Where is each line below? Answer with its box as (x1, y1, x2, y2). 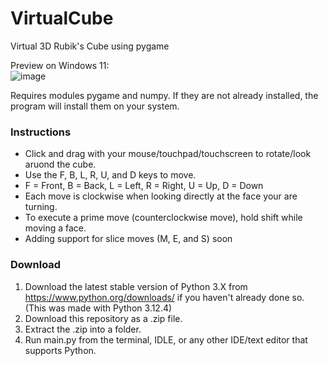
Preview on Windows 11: (10, 59, 110, 71)
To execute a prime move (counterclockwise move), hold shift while (24, 212, 303, 224)
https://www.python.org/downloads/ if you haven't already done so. (24, 291, 305, 303)
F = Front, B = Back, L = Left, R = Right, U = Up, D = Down (24, 180, 264, 192)
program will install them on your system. (10, 100, 180, 112)
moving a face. (24, 222, 87, 234)
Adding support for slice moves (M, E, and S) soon (24, 233, 233, 245)
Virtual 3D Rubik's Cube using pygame (10, 40, 170, 52)
